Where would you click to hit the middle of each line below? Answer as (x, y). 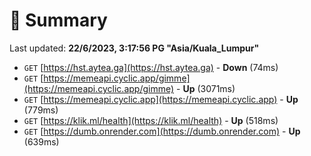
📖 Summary (58, 20)
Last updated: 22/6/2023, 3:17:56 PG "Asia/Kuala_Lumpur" (134, 48)
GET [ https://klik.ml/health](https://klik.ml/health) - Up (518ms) (151, 120)
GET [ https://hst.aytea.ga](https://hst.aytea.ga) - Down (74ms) (151, 67)
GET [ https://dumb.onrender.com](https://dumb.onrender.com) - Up (162, 131)
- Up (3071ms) (206, 88)
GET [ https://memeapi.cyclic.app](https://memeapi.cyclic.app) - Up (161, 99)
